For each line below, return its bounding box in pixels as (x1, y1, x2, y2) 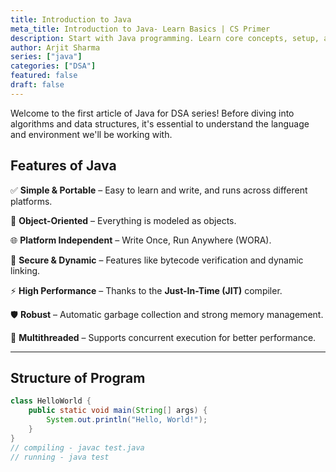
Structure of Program (10, 369, 146, 386)
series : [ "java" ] (10, 52, 83, 62)
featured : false (10, 71, 78, 81)
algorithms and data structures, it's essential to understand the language (10, 117, 310, 130)
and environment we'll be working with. (10, 128, 173, 140)
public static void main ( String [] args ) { (28, 406, 208, 416)
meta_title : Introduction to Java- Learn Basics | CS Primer (10, 24, 271, 34)
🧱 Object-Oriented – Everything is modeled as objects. (10, 214, 237, 226)
